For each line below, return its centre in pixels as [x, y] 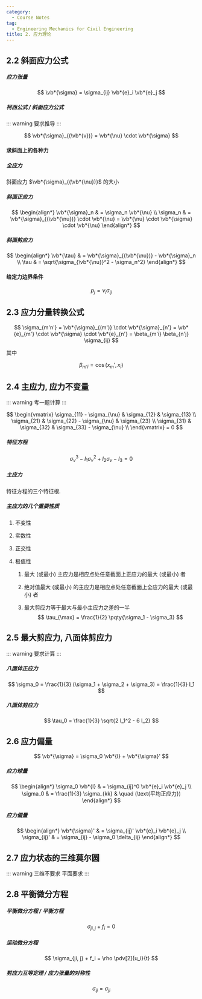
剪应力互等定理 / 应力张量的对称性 [48, 973]
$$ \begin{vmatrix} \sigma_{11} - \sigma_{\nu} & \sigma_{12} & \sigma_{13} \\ [101, 415]
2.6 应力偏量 [30, 741]
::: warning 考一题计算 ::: [36, 403]
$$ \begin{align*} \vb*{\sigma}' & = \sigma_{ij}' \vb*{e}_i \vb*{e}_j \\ [101, 831]
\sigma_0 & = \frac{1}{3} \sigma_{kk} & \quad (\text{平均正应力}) [101, 794]
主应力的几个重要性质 [33, 506]
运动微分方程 [22, 943]
